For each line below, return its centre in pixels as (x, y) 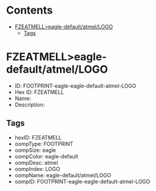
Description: (30, 105)
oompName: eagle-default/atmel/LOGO (63, 175)
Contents (30, 10)
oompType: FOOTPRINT (44, 144)
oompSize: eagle (35, 150)
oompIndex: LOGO (37, 169)
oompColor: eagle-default (46, 156)
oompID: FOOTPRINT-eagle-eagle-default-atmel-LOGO (82, 182)
